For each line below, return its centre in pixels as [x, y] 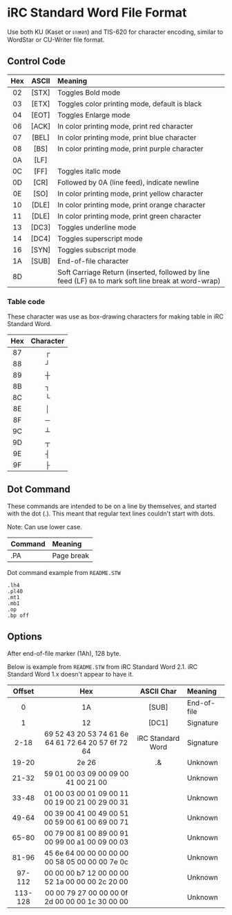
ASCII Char [158, 691]
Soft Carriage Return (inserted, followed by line [134, 272]
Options [25, 637]
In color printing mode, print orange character [132, 205]
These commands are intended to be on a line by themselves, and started [112, 506]
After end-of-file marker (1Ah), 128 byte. [64, 653]
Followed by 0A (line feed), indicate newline [128, 182]
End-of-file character [93, 261]
